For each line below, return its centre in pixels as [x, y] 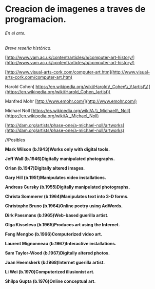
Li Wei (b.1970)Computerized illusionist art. [50, 272]
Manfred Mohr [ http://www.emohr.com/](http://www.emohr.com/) [71, 101]
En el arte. [15, 33]
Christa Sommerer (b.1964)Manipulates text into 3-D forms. [67, 197]
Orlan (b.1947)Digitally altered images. [45, 168]
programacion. [36, 19]
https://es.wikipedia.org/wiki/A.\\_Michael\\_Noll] [81, 111]
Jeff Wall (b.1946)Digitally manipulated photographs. [60, 159]
